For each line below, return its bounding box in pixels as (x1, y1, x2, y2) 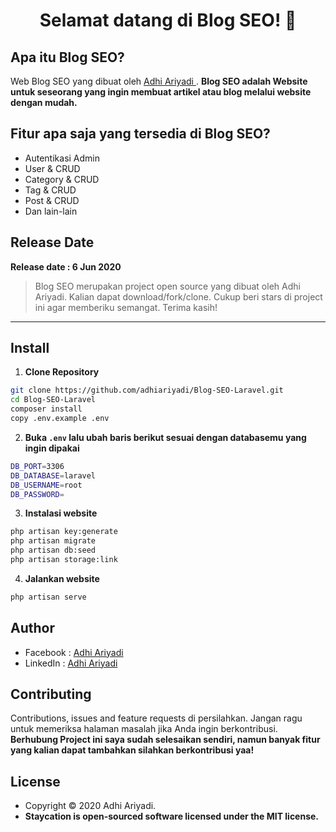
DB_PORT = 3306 (10, 461, 65, 471)
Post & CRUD (24, 194, 80, 206)
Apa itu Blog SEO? (10, 49, 125, 66)
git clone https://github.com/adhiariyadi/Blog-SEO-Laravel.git (10, 385, 284, 396)
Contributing (10, 686, 92, 703)
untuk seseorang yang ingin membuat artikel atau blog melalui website (10, 86, 312, 98)
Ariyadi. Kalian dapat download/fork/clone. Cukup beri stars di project (34, 290, 323, 303)
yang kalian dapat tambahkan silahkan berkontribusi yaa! (10, 744, 255, 756)
